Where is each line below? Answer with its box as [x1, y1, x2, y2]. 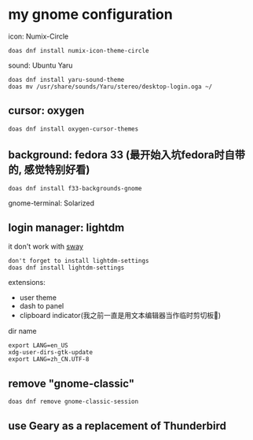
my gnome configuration [8, 6, 173, 24]
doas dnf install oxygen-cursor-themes [8, 124, 139, 133]
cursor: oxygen [8, 104, 85, 117]
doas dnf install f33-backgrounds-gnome [8, 184, 143, 192]
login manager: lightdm [8, 220, 125, 234]
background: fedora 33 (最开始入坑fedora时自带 [8, 148, 246, 162]
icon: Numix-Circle [8, 31, 69, 41]
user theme [19, 293, 57, 302]
